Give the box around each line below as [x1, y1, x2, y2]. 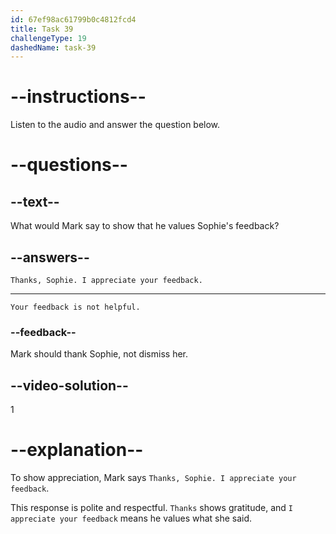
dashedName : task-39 [10, 42, 97, 53]
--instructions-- [10, 86, 147, 108]
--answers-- [10, 249, 90, 266]
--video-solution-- [10, 377, 129, 394]
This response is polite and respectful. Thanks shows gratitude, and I [10, 502, 293, 514]
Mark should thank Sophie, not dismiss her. [10, 348, 188, 360]
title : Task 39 [10, 24, 74, 34]
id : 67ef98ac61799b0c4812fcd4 [10, 14, 137, 25]
